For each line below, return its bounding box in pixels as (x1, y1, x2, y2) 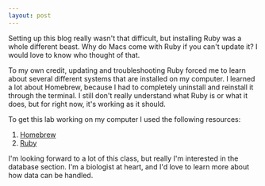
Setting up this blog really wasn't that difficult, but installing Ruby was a (8, 33, 242, 43)
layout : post (8, 11, 52, 20)
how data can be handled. (8, 170, 94, 180)
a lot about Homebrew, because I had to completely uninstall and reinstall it (8, 82, 254, 92)
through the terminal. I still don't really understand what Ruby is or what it (8, 90, 248, 100)
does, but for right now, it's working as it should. (8, 99, 167, 108)
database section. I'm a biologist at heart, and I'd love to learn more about (8, 161, 250, 171)
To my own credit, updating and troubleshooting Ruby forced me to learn (8, 65, 246, 75)
